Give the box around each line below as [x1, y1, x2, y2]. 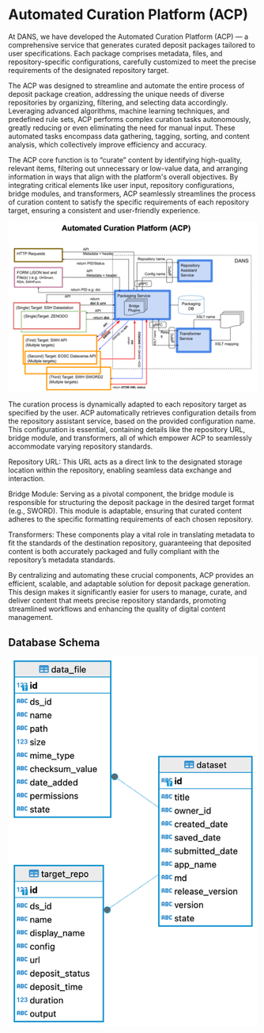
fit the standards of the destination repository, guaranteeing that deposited [8, 538, 251, 548]
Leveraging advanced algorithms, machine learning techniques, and [8, 105, 230, 116]
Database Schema [8, 636, 100, 649]
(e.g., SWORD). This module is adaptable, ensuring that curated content [8, 506, 243, 516]
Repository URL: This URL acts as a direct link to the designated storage [8, 457, 243, 467]
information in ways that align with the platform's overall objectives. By [8, 172, 239, 182]
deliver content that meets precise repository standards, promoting [8, 596, 227, 606]
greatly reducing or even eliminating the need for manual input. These [8, 123, 236, 132]
